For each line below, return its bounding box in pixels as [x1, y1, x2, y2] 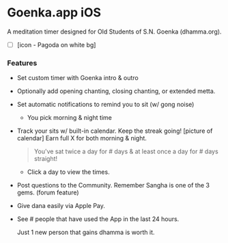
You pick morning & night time [27, 114, 113, 122]
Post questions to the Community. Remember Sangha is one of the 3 [16, 181, 210, 190]
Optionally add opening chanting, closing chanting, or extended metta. [16, 87, 216, 95]
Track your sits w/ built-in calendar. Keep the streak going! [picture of [16, 127, 213, 135]
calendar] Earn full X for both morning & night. [16, 134, 147, 142]
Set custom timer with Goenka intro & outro [16, 74, 139, 82]
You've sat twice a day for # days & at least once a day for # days [33, 147, 218, 155]
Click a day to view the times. [27, 168, 111, 176]
